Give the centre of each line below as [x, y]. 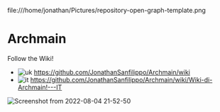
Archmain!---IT [40, 87]
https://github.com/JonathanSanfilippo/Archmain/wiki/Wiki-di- [121, 79]
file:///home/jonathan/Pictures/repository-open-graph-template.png [106, 10]
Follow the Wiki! [31, 58]
